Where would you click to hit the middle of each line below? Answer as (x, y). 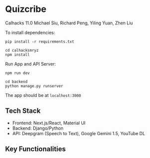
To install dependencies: (30, 32)
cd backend (16, 81)
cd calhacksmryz (22, 50)
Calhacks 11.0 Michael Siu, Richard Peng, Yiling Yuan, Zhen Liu (69, 23)
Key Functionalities (36, 149)
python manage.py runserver (34, 86)
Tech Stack (23, 111)
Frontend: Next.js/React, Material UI (49, 123)
